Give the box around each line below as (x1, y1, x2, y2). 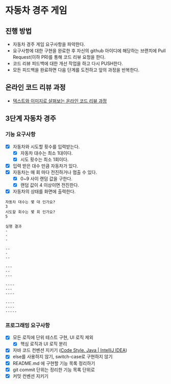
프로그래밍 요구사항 (5, 322, 50, 329)
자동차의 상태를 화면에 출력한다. (12, 188, 76, 195)
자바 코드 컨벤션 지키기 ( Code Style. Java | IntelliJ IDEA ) (12, 347, 128, 353)
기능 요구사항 (5, 131, 36, 138)
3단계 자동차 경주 (5, 114, 56, 123)
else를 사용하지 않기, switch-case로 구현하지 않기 (12, 354, 113, 360)
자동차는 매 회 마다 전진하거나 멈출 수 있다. (12, 169, 97, 175)
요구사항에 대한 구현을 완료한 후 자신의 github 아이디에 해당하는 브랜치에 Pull (12, 48, 166, 54)
